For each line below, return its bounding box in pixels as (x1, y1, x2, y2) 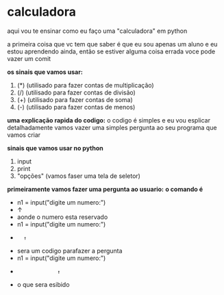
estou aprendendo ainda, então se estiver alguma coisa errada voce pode (7, 47, 216, 55)
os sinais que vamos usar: (7, 68, 84, 76)
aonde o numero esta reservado (16, 213, 108, 221)
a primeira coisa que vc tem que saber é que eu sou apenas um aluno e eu (7, 40, 218, 48)
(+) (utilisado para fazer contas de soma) (16, 95, 134, 103)
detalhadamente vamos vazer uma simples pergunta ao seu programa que (7, 123, 217, 131)
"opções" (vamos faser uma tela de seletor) (16, 172, 140, 180)
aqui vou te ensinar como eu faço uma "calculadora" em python (7, 27, 188, 35)
